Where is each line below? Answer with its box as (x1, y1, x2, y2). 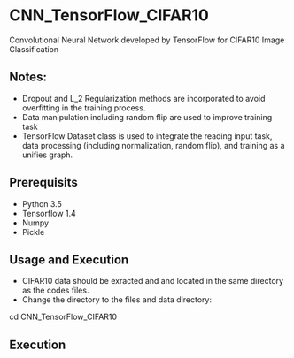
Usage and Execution (9, 252, 129, 267)
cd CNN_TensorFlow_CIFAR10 (9, 311, 118, 323)
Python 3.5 (21, 198, 62, 209)
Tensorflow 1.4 (21, 208, 77, 218)
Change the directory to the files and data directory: (21, 294, 213, 305)
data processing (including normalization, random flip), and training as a (21, 140, 285, 150)
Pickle (21, 226, 45, 237)
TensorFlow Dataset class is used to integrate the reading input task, (21, 130, 273, 141)
